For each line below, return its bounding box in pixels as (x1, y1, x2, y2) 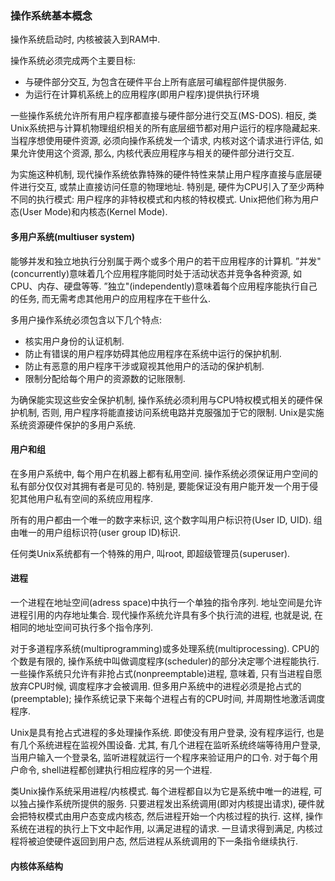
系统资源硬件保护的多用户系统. (10, 418, 137, 431)
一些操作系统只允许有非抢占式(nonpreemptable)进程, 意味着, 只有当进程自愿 (10, 667, 323, 679)
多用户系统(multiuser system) (10, 230, 136, 242)
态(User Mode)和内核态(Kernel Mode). (10, 206, 168, 218)
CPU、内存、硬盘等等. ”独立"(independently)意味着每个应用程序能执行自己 (10, 280, 318, 292)
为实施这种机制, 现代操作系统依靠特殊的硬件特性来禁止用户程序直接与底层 (10, 168, 313, 181)
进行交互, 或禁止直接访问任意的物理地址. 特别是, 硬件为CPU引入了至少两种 (18, 181, 325, 193)
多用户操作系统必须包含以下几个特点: (10, 313, 163, 326)
